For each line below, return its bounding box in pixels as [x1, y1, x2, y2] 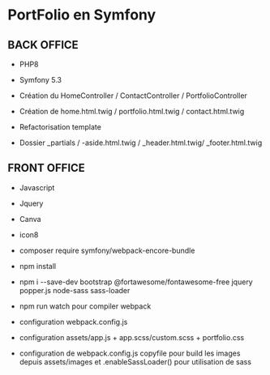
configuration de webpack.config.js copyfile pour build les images [19, 348, 241, 358]
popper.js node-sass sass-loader [19, 285, 131, 295]
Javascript [19, 182, 55, 192]
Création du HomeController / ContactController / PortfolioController [19, 91, 248, 100]
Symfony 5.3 [19, 75, 62, 84]
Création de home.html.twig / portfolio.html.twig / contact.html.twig [19, 107, 245, 116]
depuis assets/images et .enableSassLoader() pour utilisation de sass [19, 356, 252, 366]
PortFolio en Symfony [7, 6, 156, 24]
